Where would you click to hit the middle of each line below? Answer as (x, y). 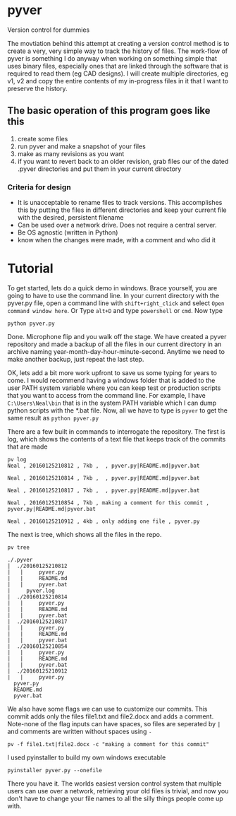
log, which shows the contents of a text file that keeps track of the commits (117, 439)
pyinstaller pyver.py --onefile (55, 770)
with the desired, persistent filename (70, 218)
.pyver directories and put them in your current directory (99, 169)
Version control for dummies (49, 30)
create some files (43, 138)
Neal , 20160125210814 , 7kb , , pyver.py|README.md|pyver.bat (104, 478)
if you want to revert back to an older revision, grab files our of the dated (123, 161)
